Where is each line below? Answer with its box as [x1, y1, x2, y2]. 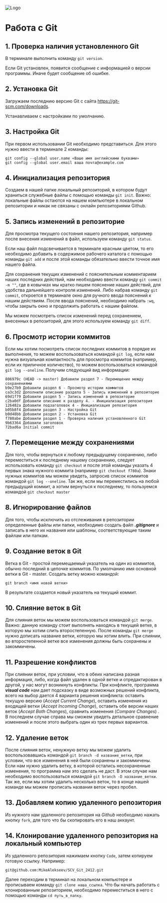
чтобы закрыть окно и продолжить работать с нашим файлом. [5, 303, 139, 309]
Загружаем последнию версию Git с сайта [5, 98, 97, 104]
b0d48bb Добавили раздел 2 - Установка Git [5, 412, 97, 417]
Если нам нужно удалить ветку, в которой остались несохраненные [5, 763, 151, 769]
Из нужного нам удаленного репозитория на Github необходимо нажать [5, 812, 160, 818]
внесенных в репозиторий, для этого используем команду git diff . [5, 318, 151, 324]
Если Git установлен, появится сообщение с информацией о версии [5, 65, 151, 71]
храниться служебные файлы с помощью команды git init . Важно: [5, 192, 151, 198]
